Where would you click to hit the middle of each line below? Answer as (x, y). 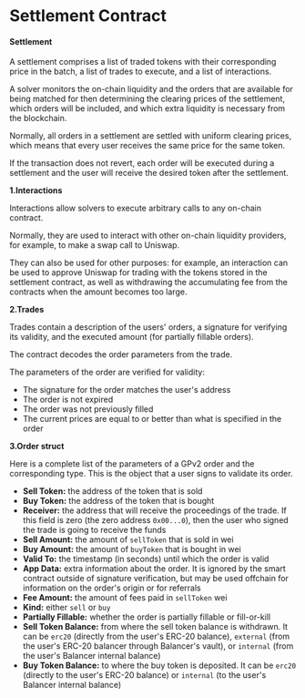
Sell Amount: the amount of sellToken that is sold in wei (128, 539)
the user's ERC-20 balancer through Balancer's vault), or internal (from (158, 646)
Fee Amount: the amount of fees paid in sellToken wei (125, 598)
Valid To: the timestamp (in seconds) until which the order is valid (146, 559)
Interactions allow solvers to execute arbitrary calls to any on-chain (136, 208)
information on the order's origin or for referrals (112, 588)
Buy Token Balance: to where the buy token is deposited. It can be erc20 (159, 665)
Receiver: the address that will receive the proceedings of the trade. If (154, 510)
